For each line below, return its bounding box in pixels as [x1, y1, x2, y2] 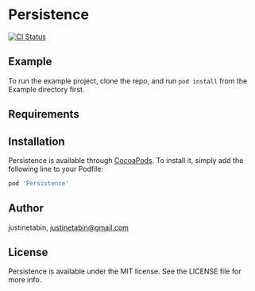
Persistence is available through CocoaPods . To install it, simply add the [8, 155, 244, 165]
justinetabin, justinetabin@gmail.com [8, 223, 129, 232]
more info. [8, 275, 42, 285]
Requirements [8, 107, 79, 121]
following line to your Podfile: [8, 164, 104, 173]
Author [8, 201, 44, 215]
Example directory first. [8, 84, 85, 94]
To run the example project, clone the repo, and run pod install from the [8, 76, 248, 85]
